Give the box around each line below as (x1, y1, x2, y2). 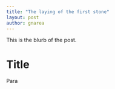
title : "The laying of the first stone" (6, 8, 110, 15)
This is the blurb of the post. (6, 37, 77, 44)
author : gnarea (6, 20, 45, 26)
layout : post (6, 14, 39, 20)
